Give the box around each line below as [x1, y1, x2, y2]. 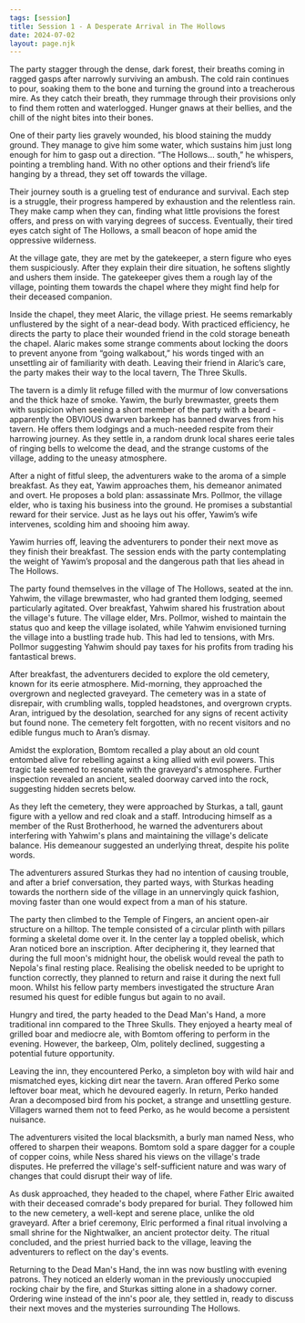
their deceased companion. [9, 291, 113, 302]
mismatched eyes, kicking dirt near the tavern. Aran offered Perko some [9, 1076, 280, 1087]
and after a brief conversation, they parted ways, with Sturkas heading [9, 877, 274, 888]
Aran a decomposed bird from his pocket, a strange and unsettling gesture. [9, 1095, 292, 1106]
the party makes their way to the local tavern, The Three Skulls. [9, 367, 248, 379]
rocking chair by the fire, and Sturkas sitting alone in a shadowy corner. [9, 1284, 278, 1295]
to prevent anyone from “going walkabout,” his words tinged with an [9, 348, 264, 359]
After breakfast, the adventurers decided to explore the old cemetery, [9, 669, 270, 680]
